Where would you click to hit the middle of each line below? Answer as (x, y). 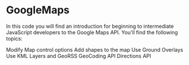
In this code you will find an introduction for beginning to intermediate (90, 26)
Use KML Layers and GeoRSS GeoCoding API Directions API (78, 56)
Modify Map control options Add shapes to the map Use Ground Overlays (94, 49)
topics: (14, 38)
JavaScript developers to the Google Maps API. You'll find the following (92, 32)
